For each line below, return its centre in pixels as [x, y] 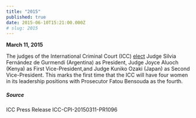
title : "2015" [24, 12]
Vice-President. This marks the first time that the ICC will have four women [97, 75]
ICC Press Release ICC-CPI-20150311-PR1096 [62, 110]
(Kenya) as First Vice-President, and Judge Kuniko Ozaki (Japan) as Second [98, 69]
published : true [26, 17]
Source [15, 94]
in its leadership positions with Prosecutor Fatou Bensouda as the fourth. [94, 81]
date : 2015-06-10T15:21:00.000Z [46, 22]
